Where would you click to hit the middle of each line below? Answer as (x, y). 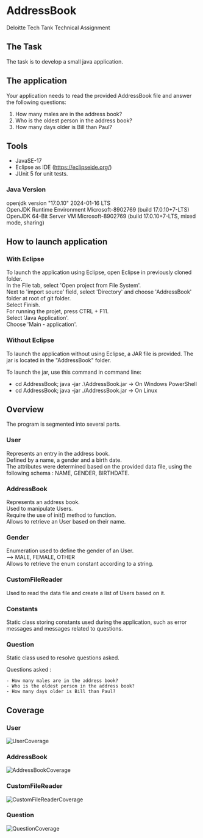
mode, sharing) (25, 222)
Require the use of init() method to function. (61, 515)
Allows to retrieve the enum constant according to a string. (80, 564)
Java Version (26, 190)
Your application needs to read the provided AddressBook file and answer (99, 95)
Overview (25, 410)
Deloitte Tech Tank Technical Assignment (58, 28)
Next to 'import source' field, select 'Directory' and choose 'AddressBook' (99, 292)
